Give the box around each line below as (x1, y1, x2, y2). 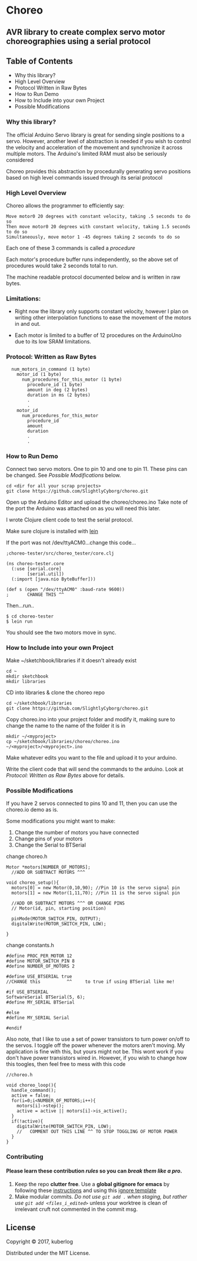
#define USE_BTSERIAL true (6, 973, 72, 980)
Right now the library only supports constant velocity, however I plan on (14, 308, 189, 315)
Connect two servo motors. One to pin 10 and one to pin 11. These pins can (6, 465, 188, 472)
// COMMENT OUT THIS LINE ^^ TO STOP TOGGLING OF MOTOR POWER (16, 1129, 178, 1135)
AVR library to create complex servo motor (6, 27, 166, 37)
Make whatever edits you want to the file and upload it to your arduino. (6, 754, 178, 761)
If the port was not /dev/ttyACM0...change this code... (6, 539, 136, 546)
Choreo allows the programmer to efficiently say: (6, 202, 125, 209)
